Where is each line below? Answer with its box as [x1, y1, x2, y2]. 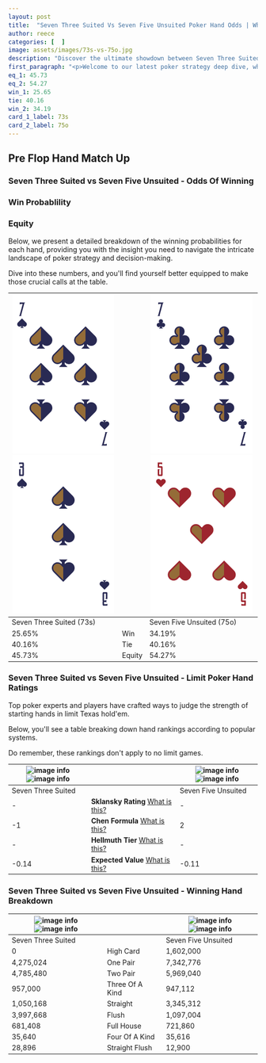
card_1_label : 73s [8, 113, 69, 121]
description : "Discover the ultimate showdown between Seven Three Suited [8, 55, 260, 63]
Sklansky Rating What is [90, 797, 173, 806]
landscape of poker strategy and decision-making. [8, 253, 173, 262]
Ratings [8, 683, 39, 694]
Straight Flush [106, 1043, 153, 1053]
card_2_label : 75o [8, 121, 69, 130]
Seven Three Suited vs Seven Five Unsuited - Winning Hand [8, 885, 243, 896]
